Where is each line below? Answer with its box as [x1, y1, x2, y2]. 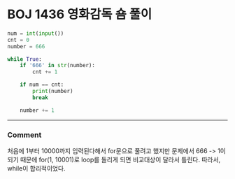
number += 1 [20, 106, 55, 114]
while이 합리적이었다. [7, 164, 66, 172]
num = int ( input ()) [7, 29, 64, 37]
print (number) [32, 88, 73, 95]
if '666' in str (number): [20, 62, 96, 69]
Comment [7, 130, 42, 140]
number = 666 [7, 43, 45, 50]
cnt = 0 [7, 36, 30, 43]
